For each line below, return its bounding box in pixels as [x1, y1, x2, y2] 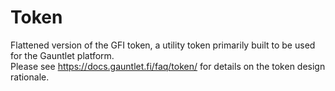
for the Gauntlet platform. [10, 49, 115, 61]
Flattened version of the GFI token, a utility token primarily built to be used [10, 39, 316, 51]
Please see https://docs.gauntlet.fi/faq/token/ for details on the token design [10, 60, 326, 72]
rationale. [10, 71, 50, 83]
